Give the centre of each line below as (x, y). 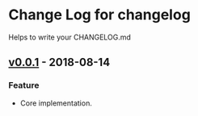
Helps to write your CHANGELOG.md (70, 37)
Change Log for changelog (100, 15)
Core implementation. (56, 103)
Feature (24, 85)
